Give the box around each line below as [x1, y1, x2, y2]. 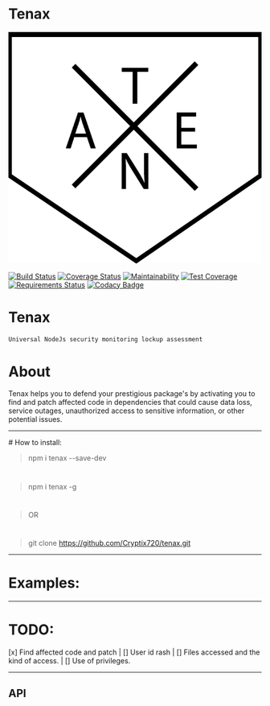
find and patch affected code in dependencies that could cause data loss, [8, 398, 253, 407]
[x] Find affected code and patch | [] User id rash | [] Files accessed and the [8, 647, 260, 657]
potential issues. [8, 415, 63, 424]
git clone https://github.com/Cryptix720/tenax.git [27, 538, 191, 547]
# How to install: [8, 438, 62, 448]
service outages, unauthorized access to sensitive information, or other [8, 406, 245, 415]
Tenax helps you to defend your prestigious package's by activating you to [8, 389, 256, 398]
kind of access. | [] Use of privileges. [8, 655, 131, 665]
